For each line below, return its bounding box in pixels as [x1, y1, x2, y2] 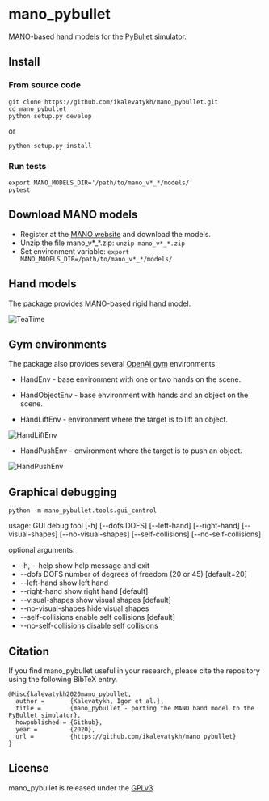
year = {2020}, [15, 725, 95, 733]
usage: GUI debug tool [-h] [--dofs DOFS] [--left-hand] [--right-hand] [8, 521, 241, 531]
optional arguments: [8, 545, 75, 555]
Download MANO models [8, 208, 138, 222]
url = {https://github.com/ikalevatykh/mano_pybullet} [15, 732, 237, 740]
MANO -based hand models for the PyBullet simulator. [8, 32, 187, 41]
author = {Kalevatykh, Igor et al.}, [15, 697, 164, 705]
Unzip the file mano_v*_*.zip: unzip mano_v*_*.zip [19, 238, 186, 248]
